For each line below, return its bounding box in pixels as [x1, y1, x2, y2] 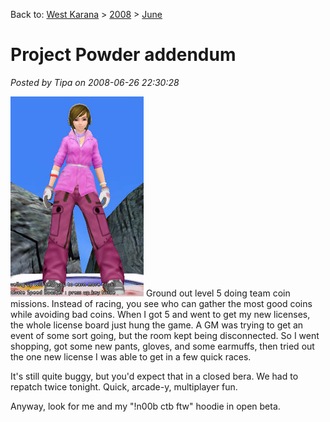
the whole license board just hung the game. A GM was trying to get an [10, 319, 304, 331]
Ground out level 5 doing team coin [145, 287, 291, 299]
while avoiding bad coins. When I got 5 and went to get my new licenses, [10, 308, 311, 320]
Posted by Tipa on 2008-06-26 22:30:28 [10, 76, 180, 88]
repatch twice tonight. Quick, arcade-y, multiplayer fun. [10, 380, 238, 393]
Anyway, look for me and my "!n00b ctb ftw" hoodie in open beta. [10, 400, 281, 412]
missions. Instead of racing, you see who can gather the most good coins [10, 297, 313, 309]
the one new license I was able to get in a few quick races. [10, 350, 252, 363]
